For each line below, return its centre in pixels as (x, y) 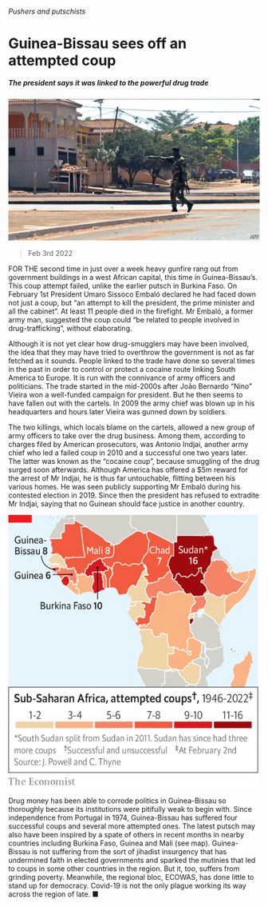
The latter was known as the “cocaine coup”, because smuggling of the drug (134, 461)
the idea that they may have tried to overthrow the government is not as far (132, 353)
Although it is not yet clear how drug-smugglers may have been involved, (129, 344)
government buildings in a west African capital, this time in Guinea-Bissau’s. (133, 278)
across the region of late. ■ (53, 894)
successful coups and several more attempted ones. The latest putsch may (132, 826)
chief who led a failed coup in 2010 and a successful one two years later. (128, 453)
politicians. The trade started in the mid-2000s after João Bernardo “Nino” (130, 386)
